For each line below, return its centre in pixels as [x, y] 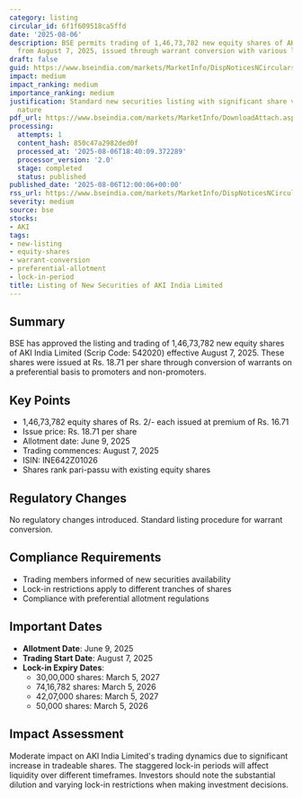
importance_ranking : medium [62, 93]
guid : [19, 68]
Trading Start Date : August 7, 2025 [88, 658]
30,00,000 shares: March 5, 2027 [98, 677]
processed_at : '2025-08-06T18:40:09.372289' [102, 151]
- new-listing [36, 244]
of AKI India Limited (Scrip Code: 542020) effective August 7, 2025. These [147, 353]
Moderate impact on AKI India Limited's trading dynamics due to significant [149, 756]
